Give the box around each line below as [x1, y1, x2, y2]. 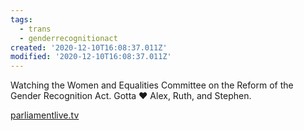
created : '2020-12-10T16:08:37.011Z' [10, 42, 168, 53]
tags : [10, 14, 33, 25]
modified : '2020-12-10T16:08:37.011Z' [10, 52, 172, 62]
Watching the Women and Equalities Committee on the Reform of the [10, 79, 294, 91]
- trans [19, 24, 52, 34]
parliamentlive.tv [10, 109, 80, 121]
